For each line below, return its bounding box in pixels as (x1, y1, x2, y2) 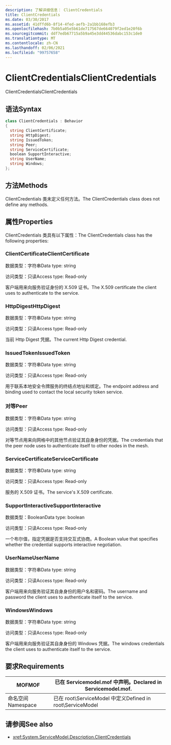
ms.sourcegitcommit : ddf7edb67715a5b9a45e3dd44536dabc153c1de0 (5, 31, 142, 36)
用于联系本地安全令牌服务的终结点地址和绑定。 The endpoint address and (5, 383, 159, 389)
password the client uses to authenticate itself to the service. (5, 594, 133, 600)
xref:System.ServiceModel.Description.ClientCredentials (12, 734, 131, 740)
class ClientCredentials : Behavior (5, 119, 83, 124)
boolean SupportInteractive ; (10, 152, 72, 157)
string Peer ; (10, 142, 38, 148)
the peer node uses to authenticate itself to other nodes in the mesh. (5, 442, 149, 448)
